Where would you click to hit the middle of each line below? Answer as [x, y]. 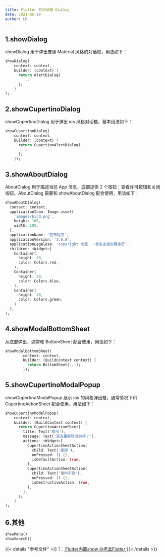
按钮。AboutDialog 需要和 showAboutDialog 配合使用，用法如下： [72, 193]
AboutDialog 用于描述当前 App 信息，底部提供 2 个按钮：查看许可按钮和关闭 [83, 186]
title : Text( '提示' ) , [44, 432]
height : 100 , [27, 221]
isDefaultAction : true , [56, 460]
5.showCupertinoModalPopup [53, 385]
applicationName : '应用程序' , [39, 235]
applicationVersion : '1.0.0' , [41, 239]
